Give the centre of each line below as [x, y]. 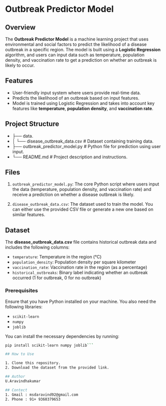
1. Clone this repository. [33, 363]
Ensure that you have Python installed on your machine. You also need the [81, 301]
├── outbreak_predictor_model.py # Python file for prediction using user [86, 146]
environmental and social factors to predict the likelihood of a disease [76, 44]
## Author [15, 377]
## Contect [16, 390]
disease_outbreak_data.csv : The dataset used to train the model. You [83, 204]
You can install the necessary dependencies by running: [62, 336]
